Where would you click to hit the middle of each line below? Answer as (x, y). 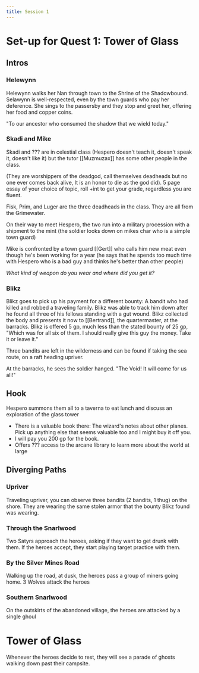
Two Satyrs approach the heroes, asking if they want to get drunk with (92, 541)
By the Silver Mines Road (43, 562)
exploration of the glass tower (42, 414)
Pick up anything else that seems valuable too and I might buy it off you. (103, 432)
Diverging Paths (37, 470)
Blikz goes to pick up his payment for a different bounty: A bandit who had (97, 301)
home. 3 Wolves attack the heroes (48, 582)
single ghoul (21, 616)
